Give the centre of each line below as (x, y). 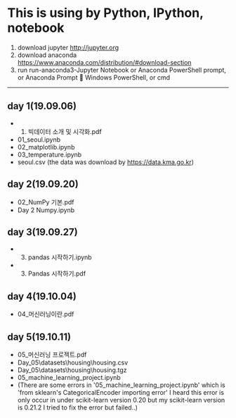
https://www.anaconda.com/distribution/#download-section (104, 62)
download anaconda (47, 55)
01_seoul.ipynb (39, 140)
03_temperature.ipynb (50, 154)
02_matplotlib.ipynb (46, 147)
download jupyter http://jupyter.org (68, 47)
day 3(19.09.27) (43, 232)
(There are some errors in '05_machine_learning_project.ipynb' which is (122, 385)
